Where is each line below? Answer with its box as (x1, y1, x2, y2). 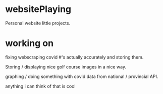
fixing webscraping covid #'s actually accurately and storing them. (5, 54, 144, 60)
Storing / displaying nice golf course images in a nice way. (5, 63, 127, 69)
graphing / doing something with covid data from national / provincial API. (5, 73, 158, 79)
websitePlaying (5, 3, 72, 15)
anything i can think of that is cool (5, 83, 76, 89)
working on (5, 37, 54, 49)
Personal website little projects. (5, 20, 71, 26)
